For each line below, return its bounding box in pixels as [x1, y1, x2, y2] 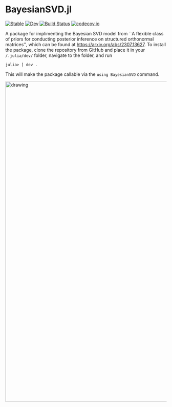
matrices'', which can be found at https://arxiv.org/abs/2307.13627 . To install [5, 41, 166, 47]
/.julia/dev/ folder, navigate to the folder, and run [5, 52, 113, 58]
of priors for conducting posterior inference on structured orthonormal [5, 36, 154, 42]
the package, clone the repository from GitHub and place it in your [5, 47, 145, 53]
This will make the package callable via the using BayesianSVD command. [5, 71, 160, 77]
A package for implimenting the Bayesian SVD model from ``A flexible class [5, 30, 164, 36]
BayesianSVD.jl [5, 4, 72, 15]
